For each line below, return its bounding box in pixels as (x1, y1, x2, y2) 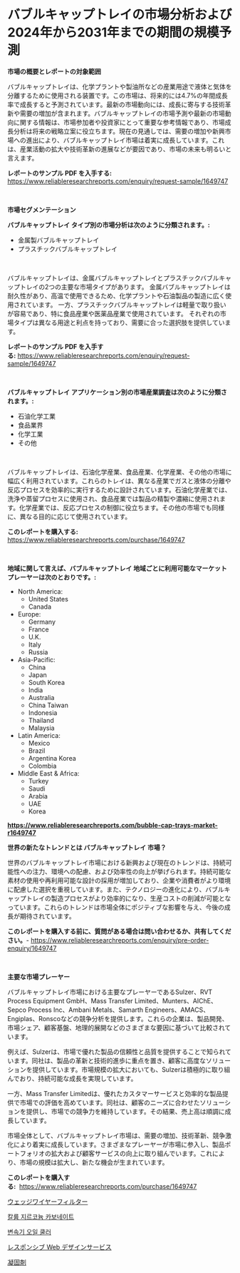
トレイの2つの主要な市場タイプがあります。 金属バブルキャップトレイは (19, 283, 231, 291)
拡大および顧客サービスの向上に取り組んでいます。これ (51, 1149, 212, 1157)
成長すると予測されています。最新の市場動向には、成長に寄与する (19, 100, 213, 108)
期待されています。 (19, 911, 76, 920)
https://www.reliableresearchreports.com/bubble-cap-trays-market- (7, 821, 219, 829)
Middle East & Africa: (17, 769, 80, 778)
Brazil (28, 746, 46, 755)
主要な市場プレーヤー (7, 972, 70, 981)
